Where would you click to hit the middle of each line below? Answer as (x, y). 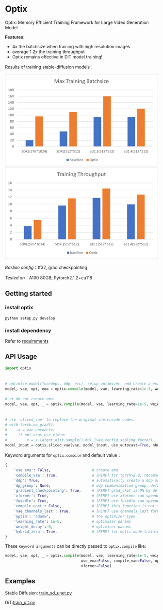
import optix (18, 369)
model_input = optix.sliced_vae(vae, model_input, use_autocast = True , (78, 445)
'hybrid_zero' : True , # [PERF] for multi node (78, 532)
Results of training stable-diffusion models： (50, 67)
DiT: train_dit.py (20, 602)
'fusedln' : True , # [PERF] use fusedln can (79, 501)
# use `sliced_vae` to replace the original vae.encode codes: (70, 420)
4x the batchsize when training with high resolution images (71, 46)
